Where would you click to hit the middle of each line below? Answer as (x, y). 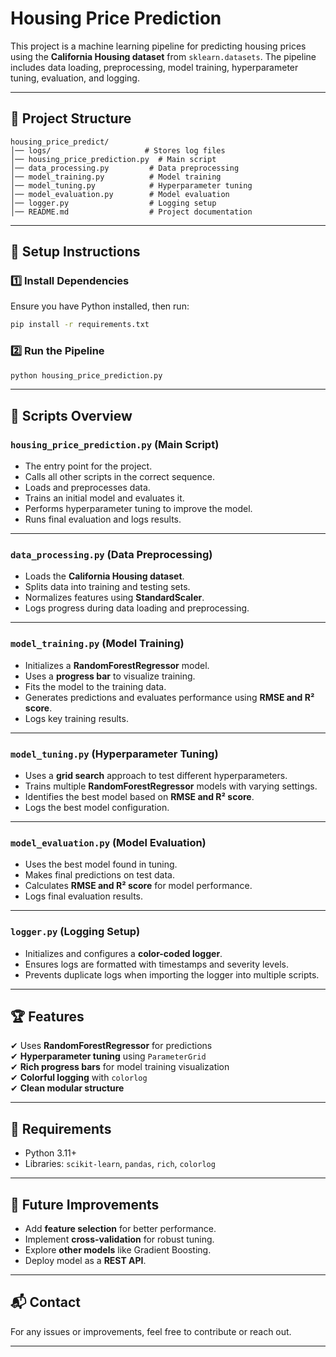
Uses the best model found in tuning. (101, 864)
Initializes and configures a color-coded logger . (123, 953)
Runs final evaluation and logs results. (103, 519)
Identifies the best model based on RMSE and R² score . (139, 797)
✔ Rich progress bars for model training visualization (120, 1067)
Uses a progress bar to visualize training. (110, 676)
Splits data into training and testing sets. (107, 587)
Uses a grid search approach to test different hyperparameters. (156, 776)
